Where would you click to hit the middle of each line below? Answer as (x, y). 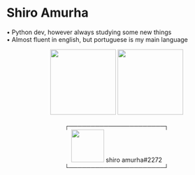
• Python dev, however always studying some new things (89, 32)
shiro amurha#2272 (134, 160)
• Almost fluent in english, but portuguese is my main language (97, 39)
